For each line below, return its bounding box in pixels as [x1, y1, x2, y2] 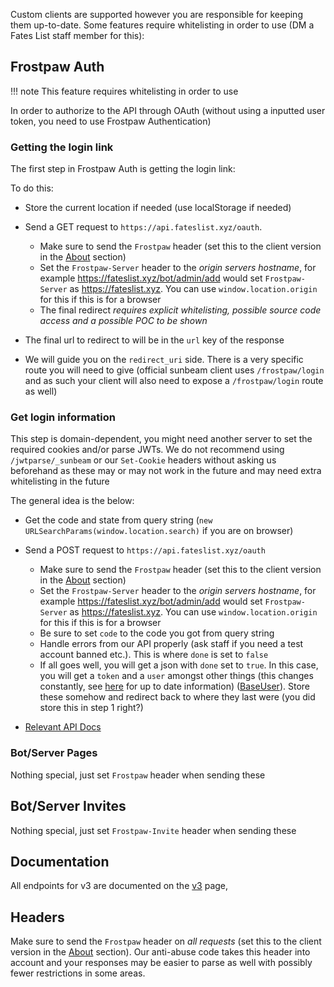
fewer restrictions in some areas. [10, 967, 146, 979]
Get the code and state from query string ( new [24, 514, 213, 526]
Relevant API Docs [24, 721, 102, 733]
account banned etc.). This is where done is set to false [39, 649, 269, 661]
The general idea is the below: [10, 495, 135, 507]
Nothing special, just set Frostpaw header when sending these [10, 769, 266, 781]
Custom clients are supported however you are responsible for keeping [10, 9, 303, 20]
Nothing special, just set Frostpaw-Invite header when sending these [10, 824, 297, 836]
